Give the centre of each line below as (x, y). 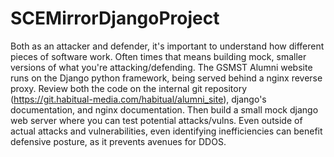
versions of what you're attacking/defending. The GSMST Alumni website (161, 67)
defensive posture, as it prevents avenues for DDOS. (118, 141)
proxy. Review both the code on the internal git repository (129, 88)
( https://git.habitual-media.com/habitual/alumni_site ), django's (138, 99)
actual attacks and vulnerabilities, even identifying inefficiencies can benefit (166, 131)
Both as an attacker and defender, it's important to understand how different (167, 46)
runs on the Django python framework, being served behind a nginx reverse (166, 78)
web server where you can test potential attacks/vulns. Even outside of (156, 120)
